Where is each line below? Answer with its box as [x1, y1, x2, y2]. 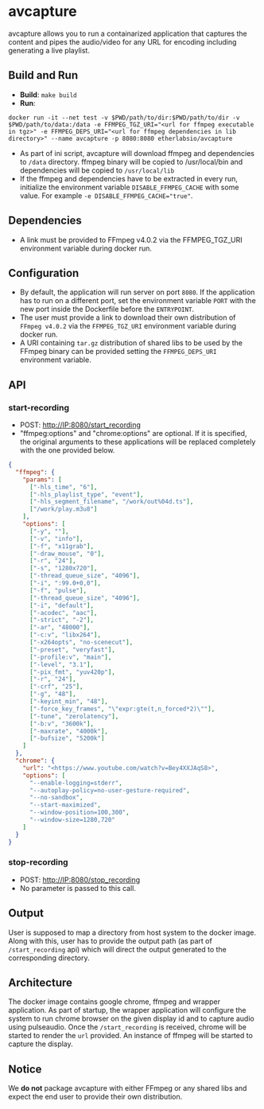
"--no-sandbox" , [29, 794, 83, 802]
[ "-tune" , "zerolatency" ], [29, 712, 119, 720]
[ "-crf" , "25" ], [29, 683, 83, 691]
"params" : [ [22, 476, 62, 484]
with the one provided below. [19, 446, 115, 455]
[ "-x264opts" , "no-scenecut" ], [29, 639, 134, 647]
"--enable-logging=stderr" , [29, 779, 123, 787]
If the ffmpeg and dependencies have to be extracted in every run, [19, 173, 239, 183]
